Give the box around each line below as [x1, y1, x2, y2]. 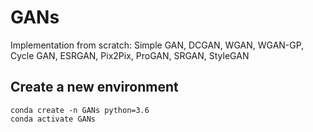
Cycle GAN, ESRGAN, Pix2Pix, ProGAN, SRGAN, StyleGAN [10, 49, 250, 61]
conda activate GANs [10, 114, 97, 124]
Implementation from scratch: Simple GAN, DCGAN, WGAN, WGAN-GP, [10, 39, 305, 51]
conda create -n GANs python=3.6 [10, 105, 150, 115]
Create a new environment [10, 79, 179, 96]
